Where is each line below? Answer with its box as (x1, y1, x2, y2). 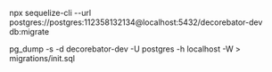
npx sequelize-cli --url (9, 8, 92, 18)
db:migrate (9, 27, 50, 36)
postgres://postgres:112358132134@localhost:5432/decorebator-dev (9, 17, 263, 28)
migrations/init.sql (9, 53, 76, 63)
